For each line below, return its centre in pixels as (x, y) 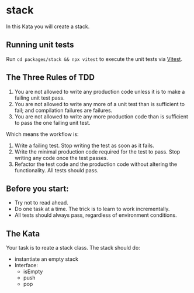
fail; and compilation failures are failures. (63, 110)
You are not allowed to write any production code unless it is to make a (100, 91)
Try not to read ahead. (41, 203)
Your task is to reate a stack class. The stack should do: (73, 248)
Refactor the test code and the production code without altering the (96, 164)
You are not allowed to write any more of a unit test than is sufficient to (100, 104)
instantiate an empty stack (46, 259)
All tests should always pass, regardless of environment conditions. (96, 215)
